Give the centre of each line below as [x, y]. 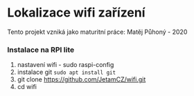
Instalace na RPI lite [41, 50]
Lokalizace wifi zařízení [76, 13]
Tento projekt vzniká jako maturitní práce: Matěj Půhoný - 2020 [97, 32]
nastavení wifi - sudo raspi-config [65, 65]
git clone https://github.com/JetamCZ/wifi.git [81, 79]
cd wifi [27, 87]
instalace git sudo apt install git [67, 72]
